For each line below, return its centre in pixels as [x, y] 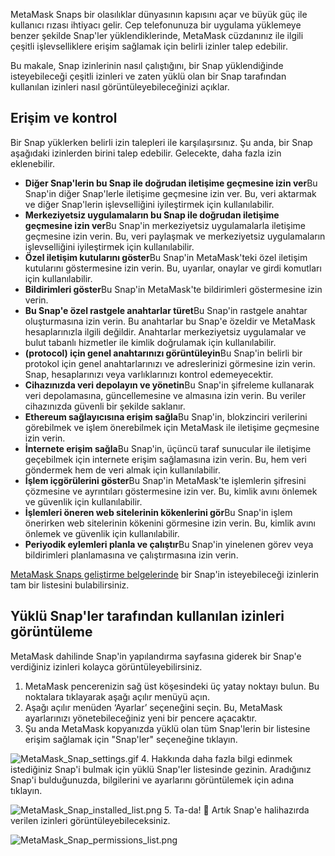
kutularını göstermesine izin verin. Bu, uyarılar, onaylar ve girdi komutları [173, 268]
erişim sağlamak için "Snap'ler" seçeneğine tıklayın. [131, 739]
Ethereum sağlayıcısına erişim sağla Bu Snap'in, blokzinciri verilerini [166, 416]
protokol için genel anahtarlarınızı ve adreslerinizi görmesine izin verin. [170, 363]
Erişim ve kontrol [64, 118]
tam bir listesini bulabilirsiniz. [70, 585]
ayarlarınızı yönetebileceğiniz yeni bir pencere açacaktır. [141, 718]
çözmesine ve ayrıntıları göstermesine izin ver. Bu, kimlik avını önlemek [171, 491]
